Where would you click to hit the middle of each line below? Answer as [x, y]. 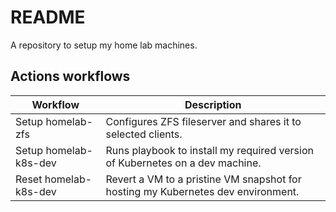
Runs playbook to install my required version [209, 150]
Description [213, 104]
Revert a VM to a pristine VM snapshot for [203, 179]
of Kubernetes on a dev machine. [183, 163]
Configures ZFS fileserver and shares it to [203, 121]
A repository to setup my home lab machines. [104, 45]
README [48, 17]
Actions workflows [70, 76]
